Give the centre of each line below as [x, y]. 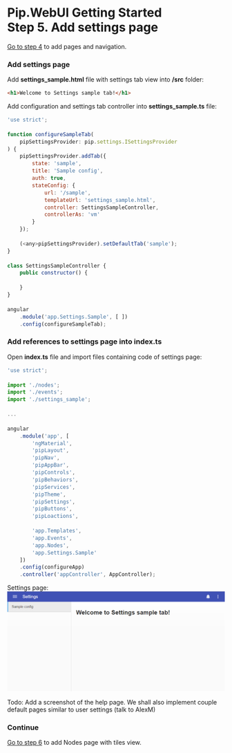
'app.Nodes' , [51, 545]
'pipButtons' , [52, 509]
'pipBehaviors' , [55, 480]
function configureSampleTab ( [51, 134]
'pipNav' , [46, 458]
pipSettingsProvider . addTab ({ [63, 156]
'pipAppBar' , [51, 465]
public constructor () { [54, 273]
